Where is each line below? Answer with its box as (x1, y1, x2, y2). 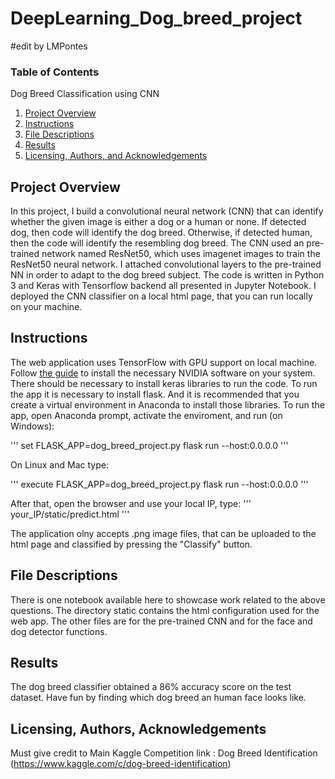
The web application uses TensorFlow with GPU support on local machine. (10, 356, 318, 368)
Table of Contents (10, 65, 100, 79)
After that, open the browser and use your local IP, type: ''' (10, 497, 252, 509)
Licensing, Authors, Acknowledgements (10, 720, 267, 737)
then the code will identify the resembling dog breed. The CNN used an (10, 237, 305, 249)
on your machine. (10, 301, 83, 313)
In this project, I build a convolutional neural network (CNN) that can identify (10, 205, 324, 217)
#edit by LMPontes (10, 40, 88, 52)
